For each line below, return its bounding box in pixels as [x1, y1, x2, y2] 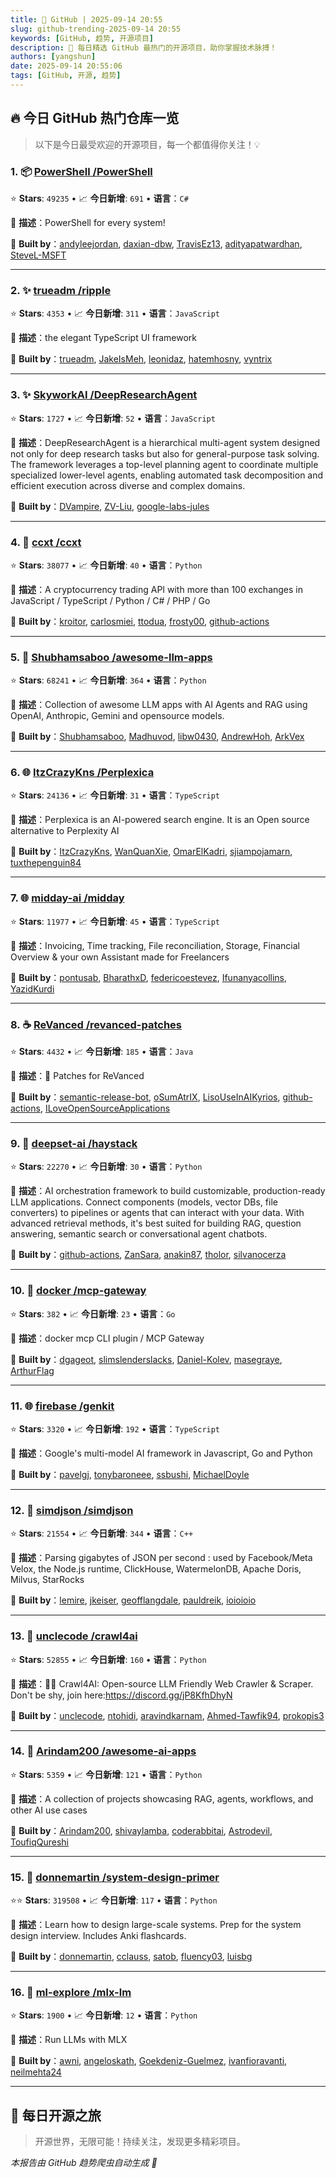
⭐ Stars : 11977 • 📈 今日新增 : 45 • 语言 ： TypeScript [10, 915, 221, 927]
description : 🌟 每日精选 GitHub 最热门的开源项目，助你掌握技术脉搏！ [10, 42, 278, 53]
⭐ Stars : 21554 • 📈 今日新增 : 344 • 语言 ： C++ [10, 1527, 194, 1540]
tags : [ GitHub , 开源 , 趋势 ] [10, 71, 122, 81]
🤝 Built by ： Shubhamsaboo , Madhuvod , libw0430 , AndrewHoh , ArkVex [10, 731, 305, 743]
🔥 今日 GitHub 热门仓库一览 [10, 110, 180, 127]
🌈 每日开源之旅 [10, 2107, 102, 2124]
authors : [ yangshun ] [10, 52, 97, 62]
